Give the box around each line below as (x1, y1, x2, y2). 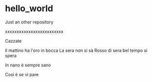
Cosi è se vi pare (5, 71, 39, 77)
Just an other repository (5, 19, 54, 25)
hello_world (5, 3, 54, 14)
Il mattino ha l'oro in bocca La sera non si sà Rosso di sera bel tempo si (5, 47, 148, 53)
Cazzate (5, 38, 22, 44)
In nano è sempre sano (5, 62, 51, 68)
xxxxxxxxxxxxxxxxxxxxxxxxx (5, 28, 64, 34)
